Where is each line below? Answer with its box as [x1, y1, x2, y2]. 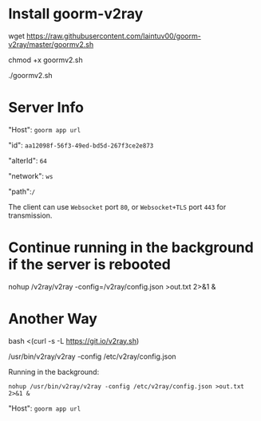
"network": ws [8, 171, 53, 180]
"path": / [8, 187, 36, 196]
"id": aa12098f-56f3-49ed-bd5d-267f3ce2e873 [8, 140, 154, 150]
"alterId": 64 [8, 155, 48, 165]
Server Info [8, 99, 84, 116]
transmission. [8, 210, 53, 220]
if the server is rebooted [8, 256, 172, 273]
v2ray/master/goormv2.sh [8, 39, 94, 49]
